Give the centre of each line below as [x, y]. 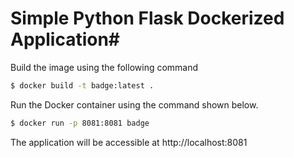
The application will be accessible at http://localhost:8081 [129, 142]
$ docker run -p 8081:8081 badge [80, 123]
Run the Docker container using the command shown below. [134, 104]
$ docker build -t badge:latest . [82, 85]
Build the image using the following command [104, 67]
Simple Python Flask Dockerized [147, 18]
